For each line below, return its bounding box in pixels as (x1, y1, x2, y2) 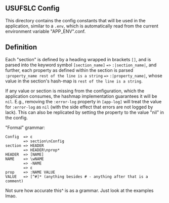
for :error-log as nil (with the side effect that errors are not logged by (5, 104, 153, 110)
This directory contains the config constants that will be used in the (5, 17, 146, 23)
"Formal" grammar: (5, 124, 46, 131)
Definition (5, 43, 37, 52)
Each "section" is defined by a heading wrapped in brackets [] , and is (5, 56, 151, 62)
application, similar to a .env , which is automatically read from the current (5, 23, 158, 29)
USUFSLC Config (5, 4, 60, 13)
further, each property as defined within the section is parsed (5, 67, 134, 73)
